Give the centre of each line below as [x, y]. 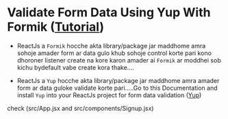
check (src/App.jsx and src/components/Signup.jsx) [80, 108]
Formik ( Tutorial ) [56, 27]
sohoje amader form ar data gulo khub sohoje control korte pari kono [114, 53]
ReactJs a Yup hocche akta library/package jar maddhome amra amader [118, 80]
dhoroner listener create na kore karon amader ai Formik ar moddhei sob [119, 60]
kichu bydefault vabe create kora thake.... [76, 67]
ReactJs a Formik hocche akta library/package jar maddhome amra [111, 46]
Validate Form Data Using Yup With [109, 13]
